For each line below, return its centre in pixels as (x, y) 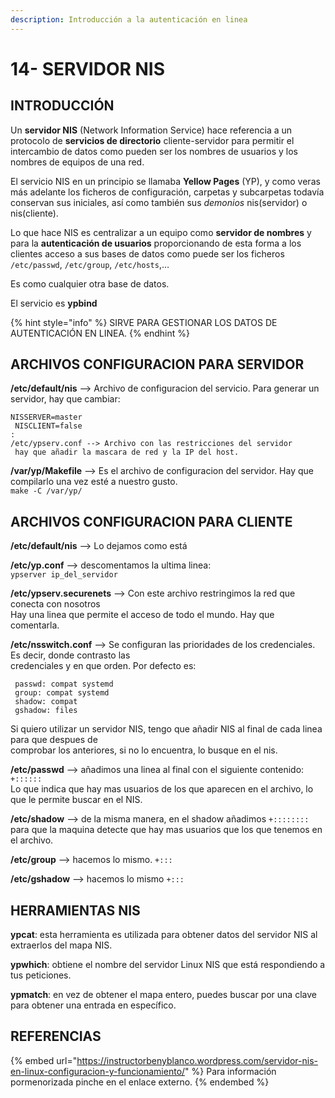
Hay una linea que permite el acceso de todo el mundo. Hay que (142, 615)
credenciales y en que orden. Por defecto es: (103, 666)
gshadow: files (46, 711)
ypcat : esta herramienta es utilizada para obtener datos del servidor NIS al (164, 935)
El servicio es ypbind (54, 303)
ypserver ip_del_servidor (64, 575)
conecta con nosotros (55, 604)
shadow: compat (46, 702)
